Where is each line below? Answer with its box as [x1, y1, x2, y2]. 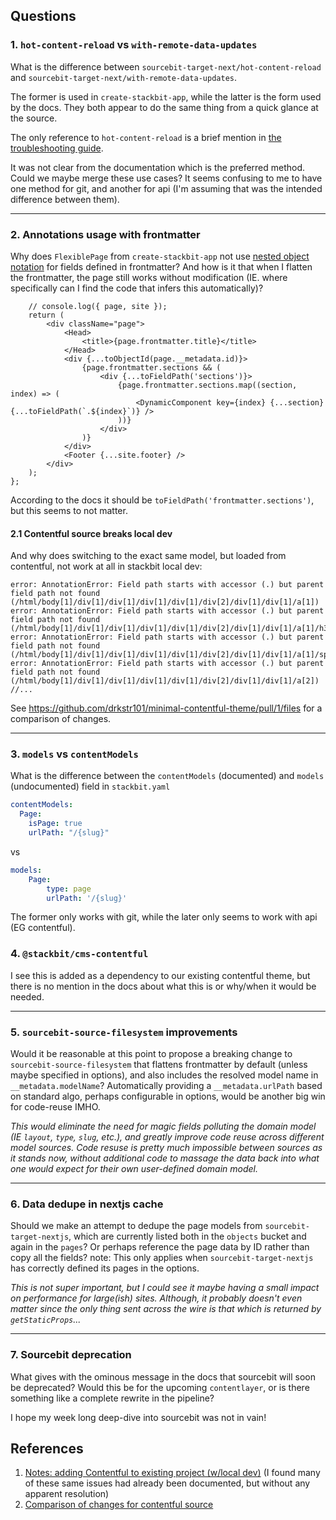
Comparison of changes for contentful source [24, 1499, 214, 1511]
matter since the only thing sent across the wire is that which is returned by [10, 1303, 322, 1315]
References [10, 1440, 84, 1458]
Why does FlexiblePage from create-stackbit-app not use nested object [10, 250, 310, 262]
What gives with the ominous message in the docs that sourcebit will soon [10, 1370, 317, 1383]
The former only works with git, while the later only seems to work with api [10, 911, 318, 923]
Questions [10, 8, 77, 25]
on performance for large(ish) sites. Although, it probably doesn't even [10, 1292, 303, 1304]
